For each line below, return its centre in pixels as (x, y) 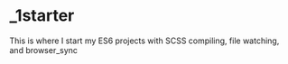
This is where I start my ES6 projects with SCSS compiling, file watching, (144, 41)
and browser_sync (44, 50)
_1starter (42, 16)
